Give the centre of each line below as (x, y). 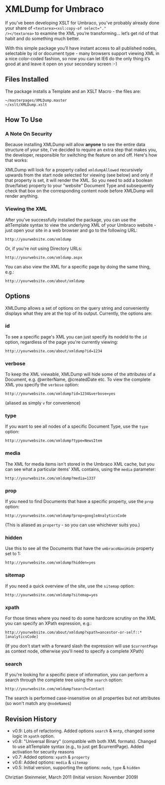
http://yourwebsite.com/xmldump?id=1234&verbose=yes (60, 394)
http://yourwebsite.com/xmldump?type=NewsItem (54, 441)
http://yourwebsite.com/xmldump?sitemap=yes (51, 595)
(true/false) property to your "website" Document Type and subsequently (80, 186)
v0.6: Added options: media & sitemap (50, 762)
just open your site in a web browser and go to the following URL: (71, 230)
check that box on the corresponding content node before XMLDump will (79, 191)
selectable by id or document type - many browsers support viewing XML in (82, 53)
